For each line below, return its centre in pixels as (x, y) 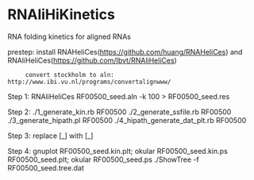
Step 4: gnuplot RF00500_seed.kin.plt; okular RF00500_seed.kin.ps (117, 151)
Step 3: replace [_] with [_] (50, 136)
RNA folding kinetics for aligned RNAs (69, 36)
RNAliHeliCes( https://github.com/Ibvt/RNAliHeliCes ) (92, 60)
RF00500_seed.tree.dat (46, 167)
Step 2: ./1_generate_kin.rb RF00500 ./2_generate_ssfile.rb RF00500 (119, 112)
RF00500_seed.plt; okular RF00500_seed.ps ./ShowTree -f (103, 159)
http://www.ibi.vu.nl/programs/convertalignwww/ (89, 82)
